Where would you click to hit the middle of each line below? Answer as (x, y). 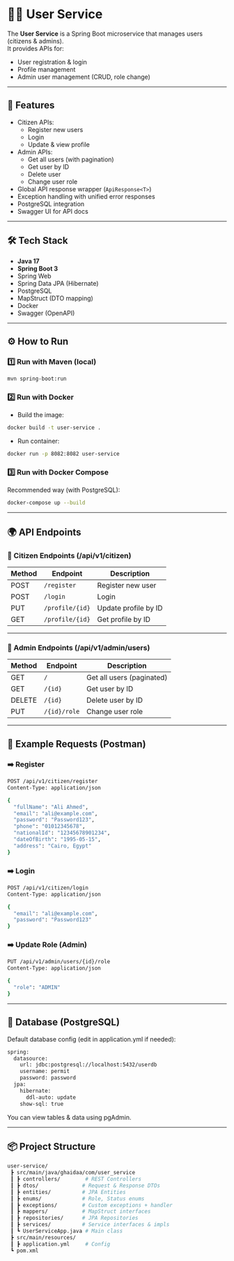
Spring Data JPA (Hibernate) (58, 283)
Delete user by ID (115, 700)
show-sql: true (42, 1104)
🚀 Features (31, 105)
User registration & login (52, 61)
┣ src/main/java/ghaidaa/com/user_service (73, 1173)
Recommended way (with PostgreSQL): (64, 490)
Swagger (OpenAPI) (46, 313)
